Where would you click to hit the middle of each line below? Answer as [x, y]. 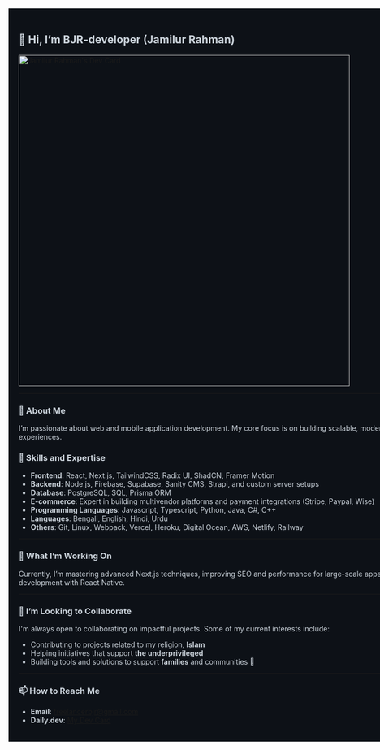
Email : [41, 712]
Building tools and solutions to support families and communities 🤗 [142, 662]
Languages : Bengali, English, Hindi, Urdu [99, 518]
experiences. [41, 437]
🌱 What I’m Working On [65, 556]
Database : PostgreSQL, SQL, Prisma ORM [101, 493]
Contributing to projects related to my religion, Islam [118, 644]
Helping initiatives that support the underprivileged [117, 653]
